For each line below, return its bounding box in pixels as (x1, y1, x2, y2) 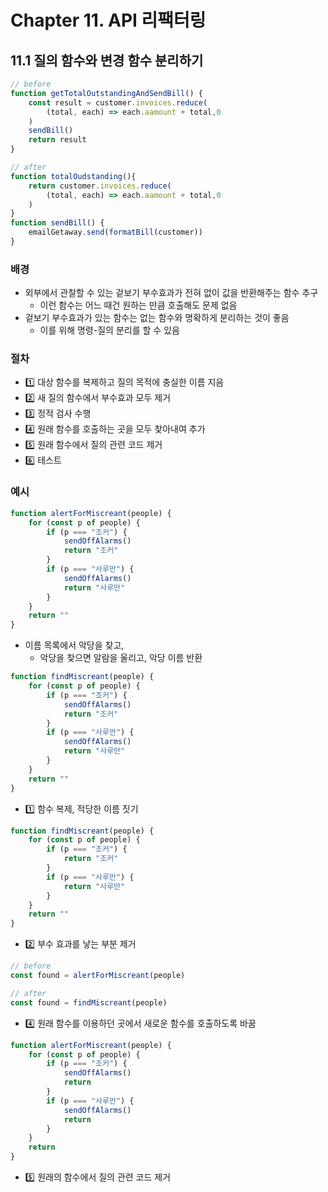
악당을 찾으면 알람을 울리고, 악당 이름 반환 (39, 652, 203, 664)
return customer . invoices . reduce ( (28, 181, 172, 191)
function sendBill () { (10, 218, 105, 228)
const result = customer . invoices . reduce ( (28, 97, 208, 108)
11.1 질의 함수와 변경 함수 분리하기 (10, 52, 204, 69)
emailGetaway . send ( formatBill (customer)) (28, 227, 203, 238)
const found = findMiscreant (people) (10, 997, 168, 1008)
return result (28, 135, 87, 145)
